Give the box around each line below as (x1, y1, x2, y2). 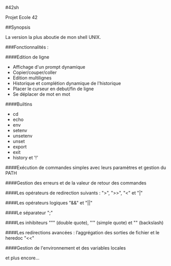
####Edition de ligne (5, 54, 50, 60)
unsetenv (12, 133, 33, 139)
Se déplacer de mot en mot (12, 91, 71, 97)
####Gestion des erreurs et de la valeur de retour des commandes (5, 180, 147, 186)
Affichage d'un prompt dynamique (12, 64, 85, 70)
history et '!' (12, 155, 38, 160)
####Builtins (5, 101, 32, 107)
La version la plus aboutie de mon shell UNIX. (5, 34, 101, 40)
